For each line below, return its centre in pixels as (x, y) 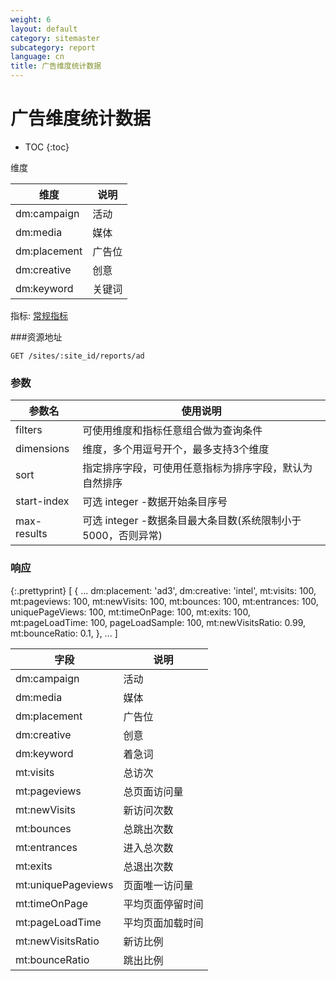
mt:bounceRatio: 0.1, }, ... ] (64, 633)
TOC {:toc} (47, 147)
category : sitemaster (55, 38)
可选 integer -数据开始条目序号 (155, 502)
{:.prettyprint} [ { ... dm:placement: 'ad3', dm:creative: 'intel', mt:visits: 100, (163, 590)
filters (29, 430)
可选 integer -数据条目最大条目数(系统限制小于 (192, 521)
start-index (42, 501)
